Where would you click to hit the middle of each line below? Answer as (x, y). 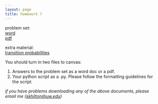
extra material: (19, 47)
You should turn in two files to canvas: (43, 62)
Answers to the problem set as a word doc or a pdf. (63, 71)
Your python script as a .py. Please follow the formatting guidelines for (82, 76)
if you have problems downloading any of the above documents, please (77, 91)
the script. (22, 82)
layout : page (18, 9)
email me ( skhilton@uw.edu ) (34, 96)
